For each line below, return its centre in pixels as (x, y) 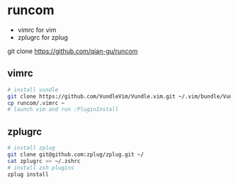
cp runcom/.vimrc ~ (36, 103)
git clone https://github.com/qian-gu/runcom (73, 51)
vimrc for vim (37, 30)
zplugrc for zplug (43, 37)
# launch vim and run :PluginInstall (63, 110)
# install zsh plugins (41, 168)
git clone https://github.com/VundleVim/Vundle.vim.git (91, 96)
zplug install (28, 174)
